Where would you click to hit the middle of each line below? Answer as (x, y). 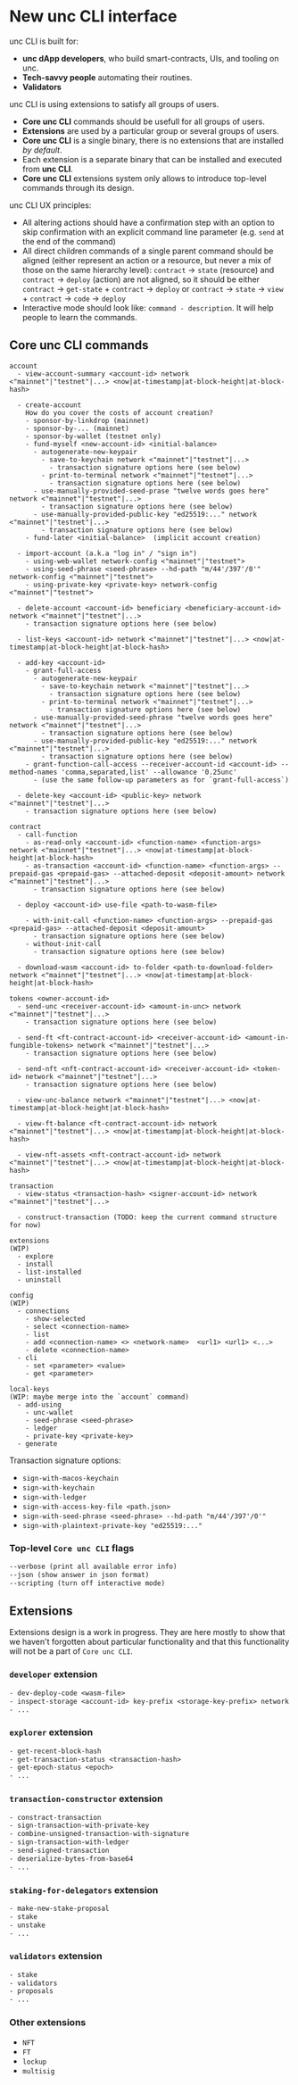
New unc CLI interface (93, 17)
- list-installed (50, 1272)
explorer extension (51, 1732)
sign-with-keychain (58, 1488)
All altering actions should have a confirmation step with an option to (148, 222)
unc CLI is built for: (44, 41)
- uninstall (40, 1279)
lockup (34, 2062)
